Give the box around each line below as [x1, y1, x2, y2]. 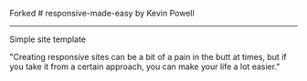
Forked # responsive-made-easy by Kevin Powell [9, 8, 195, 18]
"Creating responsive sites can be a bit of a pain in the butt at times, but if [9, 52, 287, 62]
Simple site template [9, 34, 87, 45]
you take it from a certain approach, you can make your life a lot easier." [9, 61, 281, 72]
